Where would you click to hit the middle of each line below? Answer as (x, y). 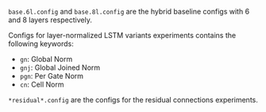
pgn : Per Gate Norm (52, 76)
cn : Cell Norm (42, 84)
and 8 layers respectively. (50, 20)
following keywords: (41, 44)
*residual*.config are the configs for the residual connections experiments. (133, 100)
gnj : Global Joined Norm (60, 68)
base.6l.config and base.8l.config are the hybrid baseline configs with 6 (129, 12)
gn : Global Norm (46, 59)
